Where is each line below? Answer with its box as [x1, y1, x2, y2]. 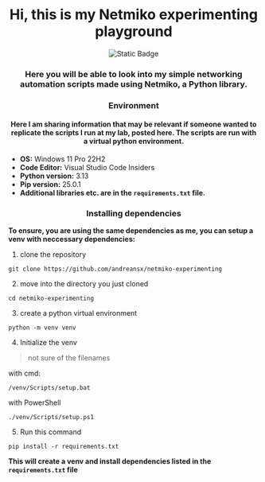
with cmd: [8, 368, 41, 379]
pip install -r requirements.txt [8, 443, 119, 451]
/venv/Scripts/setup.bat [8, 384, 91, 392]
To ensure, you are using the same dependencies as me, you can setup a [8, 226, 254, 235]
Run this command [19, 427, 82, 437]
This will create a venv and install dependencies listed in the [8, 457, 212, 466]
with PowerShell [8, 398, 61, 407]
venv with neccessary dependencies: [8, 235, 135, 244]
